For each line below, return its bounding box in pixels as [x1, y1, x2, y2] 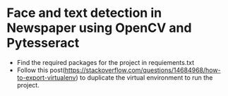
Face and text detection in [6, 5, 162, 21]
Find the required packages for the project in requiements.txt [16, 58, 195, 66]
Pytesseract [6, 35, 80, 51]
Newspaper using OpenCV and [6, 20, 192, 36]
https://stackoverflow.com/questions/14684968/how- [64, 66, 221, 74]
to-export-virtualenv [16, 73, 76, 82]
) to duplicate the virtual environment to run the [76, 73, 213, 82]
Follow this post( [16, 66, 65, 74]
